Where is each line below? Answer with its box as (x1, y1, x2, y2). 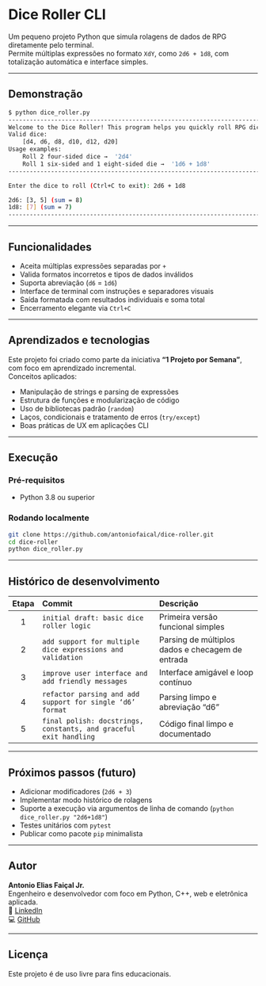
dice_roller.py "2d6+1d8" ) (19, 812, 108, 821)
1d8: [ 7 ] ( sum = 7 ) (8, 204, 73, 212)
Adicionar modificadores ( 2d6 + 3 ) (19, 786, 132, 796)
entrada (158, 654, 188, 665)
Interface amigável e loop (158, 667, 253, 678)
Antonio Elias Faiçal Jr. (8, 880, 85, 889)
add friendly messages (42, 677, 128, 686)
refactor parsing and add (42, 690, 140, 699)
